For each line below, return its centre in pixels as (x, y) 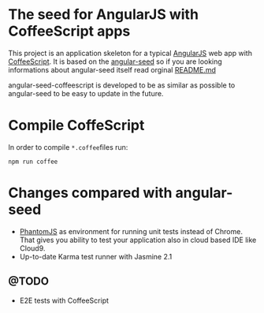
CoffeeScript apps (69, 31)
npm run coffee (33, 162)
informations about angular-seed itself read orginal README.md (112, 69)
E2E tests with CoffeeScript (64, 300)
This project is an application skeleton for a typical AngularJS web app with (130, 53)
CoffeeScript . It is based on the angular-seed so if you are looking (115, 61)
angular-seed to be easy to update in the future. (86, 93)
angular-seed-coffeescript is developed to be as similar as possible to (122, 85)
